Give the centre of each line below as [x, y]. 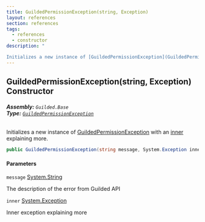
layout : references [31, 18]
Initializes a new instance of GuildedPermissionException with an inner [95, 132]
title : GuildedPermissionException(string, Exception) [77, 12]
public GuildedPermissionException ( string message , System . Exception [97, 150]
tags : [13, 29]
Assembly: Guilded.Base [38, 107]
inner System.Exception [37, 201]
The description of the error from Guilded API [63, 189]
